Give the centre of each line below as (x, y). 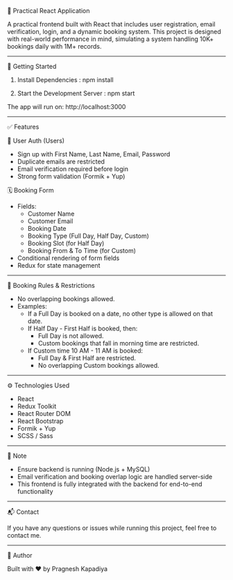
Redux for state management (59, 265)
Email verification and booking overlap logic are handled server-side (115, 477)
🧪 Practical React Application (49, 11)
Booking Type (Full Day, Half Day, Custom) (88, 236)
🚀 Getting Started (32, 66)
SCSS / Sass (35, 436)
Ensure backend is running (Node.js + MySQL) (84, 469)
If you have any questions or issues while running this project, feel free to (112, 528)
